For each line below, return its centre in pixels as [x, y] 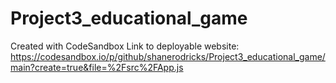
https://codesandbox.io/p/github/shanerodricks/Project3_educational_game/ [168, 56]
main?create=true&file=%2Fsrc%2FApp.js [97, 67]
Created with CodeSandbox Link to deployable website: [125, 46]
